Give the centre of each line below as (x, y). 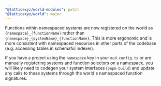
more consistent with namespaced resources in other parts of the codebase (81, 43)
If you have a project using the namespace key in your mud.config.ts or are (78, 57)
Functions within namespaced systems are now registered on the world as (79, 28)
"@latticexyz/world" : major (33, 14)
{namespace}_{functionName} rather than (45, 33)
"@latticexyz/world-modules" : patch (42, 9)
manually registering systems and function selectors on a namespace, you (79, 63)
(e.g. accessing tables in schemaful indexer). (50, 48)
